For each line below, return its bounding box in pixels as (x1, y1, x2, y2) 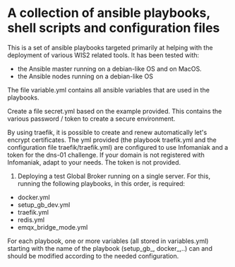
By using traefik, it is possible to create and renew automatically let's (7, 128, 207, 136)
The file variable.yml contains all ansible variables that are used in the (7, 85, 210, 94)
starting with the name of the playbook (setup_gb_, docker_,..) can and (7, 244, 213, 252)
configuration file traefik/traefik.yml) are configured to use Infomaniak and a (7, 143, 229, 151)
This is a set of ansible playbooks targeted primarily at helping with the (7, 43, 213, 52)
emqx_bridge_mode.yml (17, 222, 88, 231)
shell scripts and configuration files (7, 20, 220, 36)
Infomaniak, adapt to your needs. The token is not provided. (7, 158, 181, 167)
